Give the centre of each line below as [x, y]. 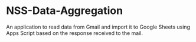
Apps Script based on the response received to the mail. [75, 33]
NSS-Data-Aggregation [64, 11]
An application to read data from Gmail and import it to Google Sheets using [98, 27]
